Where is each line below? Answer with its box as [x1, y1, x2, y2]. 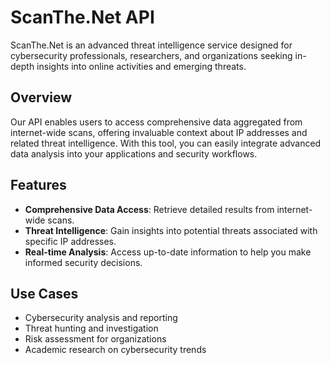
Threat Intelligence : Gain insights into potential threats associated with [24, 224, 318, 236]
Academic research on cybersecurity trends [24, 344, 207, 356]
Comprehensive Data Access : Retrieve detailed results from [24, 203, 275, 215]
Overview [10, 89, 73, 106]
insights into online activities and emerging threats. [36, 60, 247, 72]
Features [10, 177, 67, 194]
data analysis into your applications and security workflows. [10, 147, 258, 160]
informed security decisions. [24, 256, 143, 268]
